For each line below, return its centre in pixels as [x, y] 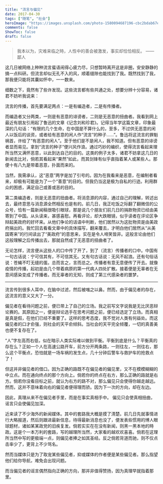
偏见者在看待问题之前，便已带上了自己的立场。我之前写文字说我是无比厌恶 [79, 306]
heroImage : [16, 23]
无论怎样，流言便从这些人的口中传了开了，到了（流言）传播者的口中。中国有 [81, 250]
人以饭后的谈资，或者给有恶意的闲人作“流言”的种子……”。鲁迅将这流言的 [77, 134]
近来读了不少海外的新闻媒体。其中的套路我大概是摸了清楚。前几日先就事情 [79, 414]
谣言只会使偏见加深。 [26, 403]
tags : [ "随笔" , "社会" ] [27, 18]
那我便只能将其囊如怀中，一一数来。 [41, 79]
